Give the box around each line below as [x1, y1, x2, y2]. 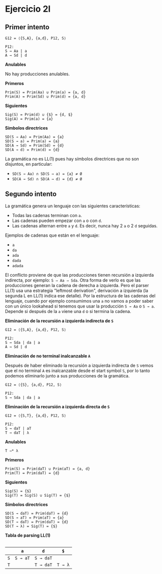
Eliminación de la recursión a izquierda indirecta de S [5, 318, 114, 324]
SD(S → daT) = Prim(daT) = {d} [5, 511, 69, 516]
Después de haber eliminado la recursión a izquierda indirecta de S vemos [5, 362, 154, 368]
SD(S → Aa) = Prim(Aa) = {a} [5, 134, 64, 139]
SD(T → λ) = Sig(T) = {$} [5, 524, 57, 529]
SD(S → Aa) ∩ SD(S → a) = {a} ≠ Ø [12, 172, 82, 177]
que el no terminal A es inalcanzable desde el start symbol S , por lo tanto [5, 368, 150, 374]
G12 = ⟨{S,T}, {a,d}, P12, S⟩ [5, 413, 67, 418]
